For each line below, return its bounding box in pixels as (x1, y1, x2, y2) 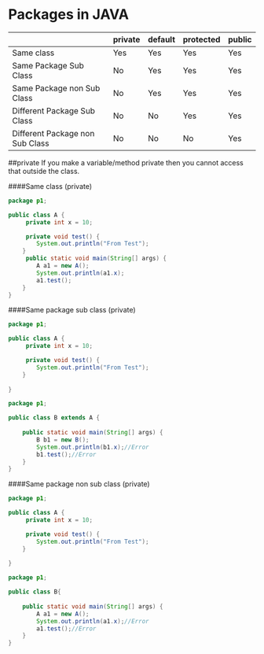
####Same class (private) (8, 181, 93, 190)
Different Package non (12, 127, 95, 139)
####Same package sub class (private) (8, 305, 136, 315)
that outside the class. (8, 166, 80, 176)
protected (182, 34, 221, 45)
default (148, 34, 175, 45)
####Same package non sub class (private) (8, 479, 151, 489)
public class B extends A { (8, 414, 101, 422)
